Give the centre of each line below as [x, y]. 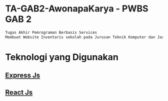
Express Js [23, 75]
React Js [19, 92]
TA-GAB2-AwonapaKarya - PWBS [77, 9]
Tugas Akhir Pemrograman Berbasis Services [51, 32]
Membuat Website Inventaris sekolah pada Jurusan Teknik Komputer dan [80, 37]
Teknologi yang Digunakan [62, 57]
